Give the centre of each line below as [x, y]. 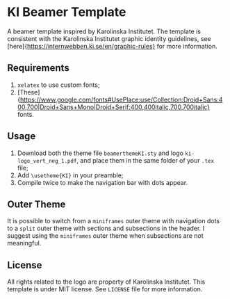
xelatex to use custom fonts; [58, 85]
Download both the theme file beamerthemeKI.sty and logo [100, 153]
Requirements [38, 68]
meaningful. [24, 243]
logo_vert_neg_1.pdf [47, 161]
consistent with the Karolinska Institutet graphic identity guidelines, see [109, 38]
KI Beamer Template [67, 12]
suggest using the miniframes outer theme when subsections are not [105, 236]
